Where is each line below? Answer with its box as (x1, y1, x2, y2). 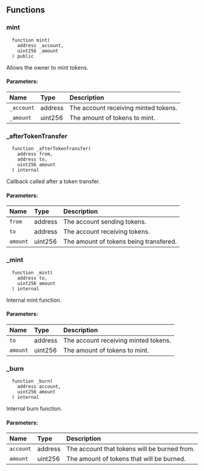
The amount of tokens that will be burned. (66, 455, 186, 463)
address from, (17, 151, 53, 158)
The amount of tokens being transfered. (63, 238, 177, 246)
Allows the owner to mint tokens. (6, 64, 88, 71)
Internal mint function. (6, 296, 62, 304)
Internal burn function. (6, 405, 63, 412)
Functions (6, 5, 46, 15)
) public (12, 53, 34, 59)
